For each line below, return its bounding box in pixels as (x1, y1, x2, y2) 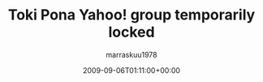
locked (108, 23, 155, 41)
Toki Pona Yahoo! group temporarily (7, 6, 256, 24)
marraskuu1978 (106, 50, 157, 59)
